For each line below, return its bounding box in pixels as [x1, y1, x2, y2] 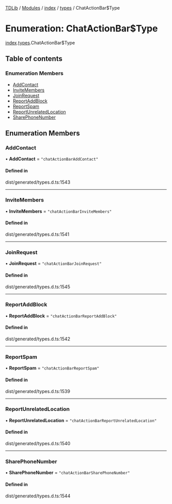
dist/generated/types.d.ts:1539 [5, 388, 71, 394]
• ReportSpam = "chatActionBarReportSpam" [5, 365, 99, 371]
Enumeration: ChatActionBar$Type [5, 23, 158, 34]
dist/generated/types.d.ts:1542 [5, 336, 71, 342]
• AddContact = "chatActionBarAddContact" [5, 156, 99, 162]
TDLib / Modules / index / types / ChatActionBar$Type [5, 5, 120, 11]
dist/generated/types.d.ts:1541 [5, 231, 70, 237]
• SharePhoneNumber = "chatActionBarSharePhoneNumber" [5, 470, 131, 476]
